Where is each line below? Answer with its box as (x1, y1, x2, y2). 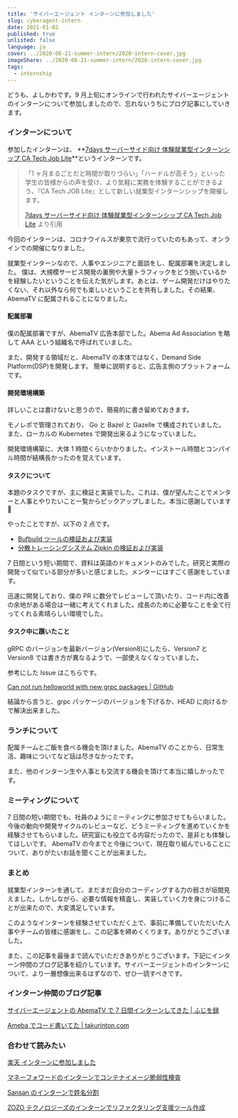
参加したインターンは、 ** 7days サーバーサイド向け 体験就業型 (7, 145, 194, 154)
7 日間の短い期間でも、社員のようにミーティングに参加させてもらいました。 (7, 813, 229, 822)
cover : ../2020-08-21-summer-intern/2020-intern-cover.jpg (7, 50, 186, 58)
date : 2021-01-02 (7, 23, 59, 31)
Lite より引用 (24, 220, 63, 228)
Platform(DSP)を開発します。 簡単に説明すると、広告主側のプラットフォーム (7, 362, 231, 370)
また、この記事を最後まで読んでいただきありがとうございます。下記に (7, 951, 212, 960)
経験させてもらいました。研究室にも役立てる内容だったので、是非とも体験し (7, 831, 231, 839)
